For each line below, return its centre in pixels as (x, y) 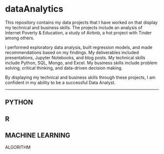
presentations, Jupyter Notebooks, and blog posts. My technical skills (75, 57)
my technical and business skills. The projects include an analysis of (74, 27)
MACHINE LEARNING (38, 135)
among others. (20, 38)
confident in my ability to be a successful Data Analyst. (60, 82)
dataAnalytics (34, 9)
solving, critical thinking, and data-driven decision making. (64, 68)
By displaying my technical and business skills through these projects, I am (80, 77)
